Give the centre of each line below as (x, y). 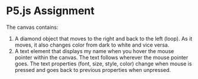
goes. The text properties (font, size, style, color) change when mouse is (103, 64)
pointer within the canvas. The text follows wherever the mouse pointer (101, 57)
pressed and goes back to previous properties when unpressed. (93, 70)
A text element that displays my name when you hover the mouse (94, 51)
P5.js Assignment (50, 11)
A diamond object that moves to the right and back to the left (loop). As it (103, 38)
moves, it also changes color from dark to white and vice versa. (92, 45)
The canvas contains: (32, 27)
